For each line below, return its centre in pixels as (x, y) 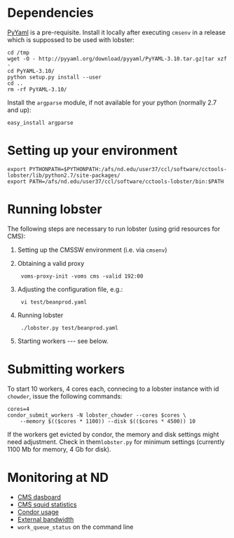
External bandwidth (46, 519)
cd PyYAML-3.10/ (31, 71)
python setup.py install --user (54, 77)
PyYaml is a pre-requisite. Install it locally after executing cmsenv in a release (117, 32)
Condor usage (38, 512)
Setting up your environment (92, 150)
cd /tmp (19, 53)
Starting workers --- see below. (63, 341)
